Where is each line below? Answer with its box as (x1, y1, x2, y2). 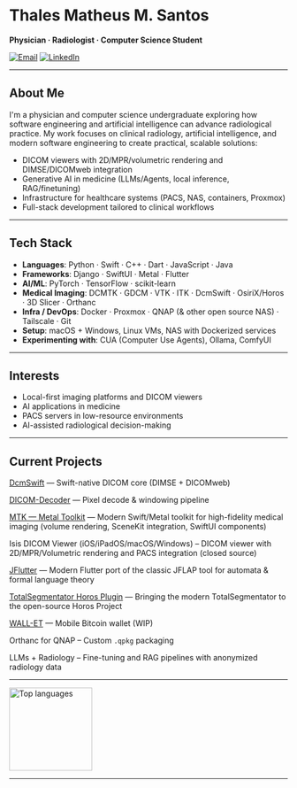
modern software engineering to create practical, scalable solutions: (9, 137, 258, 148)
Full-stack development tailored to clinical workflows (21, 201, 215, 212)
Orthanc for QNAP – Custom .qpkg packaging (9, 635, 174, 646)
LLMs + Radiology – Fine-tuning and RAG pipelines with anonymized (9, 653, 258, 663)
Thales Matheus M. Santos (9, 5, 209, 26)
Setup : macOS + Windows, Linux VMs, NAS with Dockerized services (21, 325, 277, 336)
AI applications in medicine (21, 401, 121, 412)
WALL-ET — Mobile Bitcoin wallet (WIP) (9, 618, 154, 629)
